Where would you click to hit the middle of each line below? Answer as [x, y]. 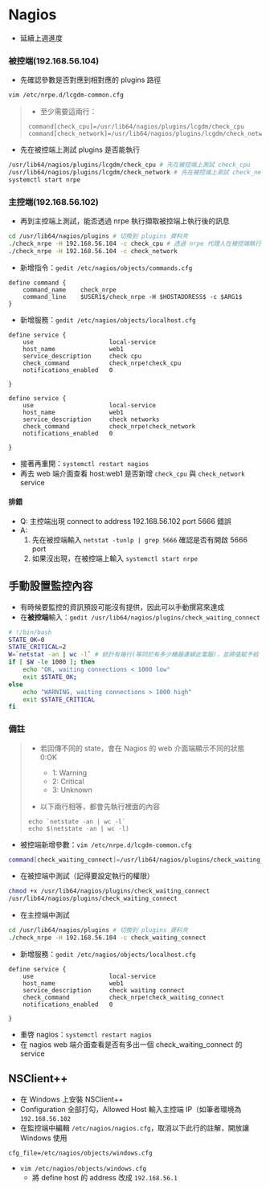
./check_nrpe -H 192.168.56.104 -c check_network [93, 251]
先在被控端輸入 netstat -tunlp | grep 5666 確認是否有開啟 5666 [139, 539]
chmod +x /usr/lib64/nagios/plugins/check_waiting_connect [109, 891]
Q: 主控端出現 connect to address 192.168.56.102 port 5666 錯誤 [125, 521]
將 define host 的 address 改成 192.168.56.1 [105, 1177]
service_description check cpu [82, 356]
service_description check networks [91, 419]
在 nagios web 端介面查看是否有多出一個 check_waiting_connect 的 [131, 1044]
